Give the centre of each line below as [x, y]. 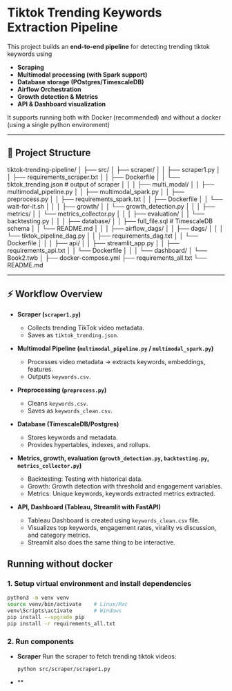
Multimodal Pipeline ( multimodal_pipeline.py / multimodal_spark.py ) [115, 348]
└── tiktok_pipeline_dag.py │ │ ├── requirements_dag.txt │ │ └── [103, 236]
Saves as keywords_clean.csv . [70, 410]
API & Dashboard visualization [61, 104]
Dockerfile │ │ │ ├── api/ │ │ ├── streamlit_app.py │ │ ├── [93, 243]
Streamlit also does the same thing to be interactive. [101, 542]
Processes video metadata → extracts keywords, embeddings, [116, 361]
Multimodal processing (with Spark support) [82, 75]
